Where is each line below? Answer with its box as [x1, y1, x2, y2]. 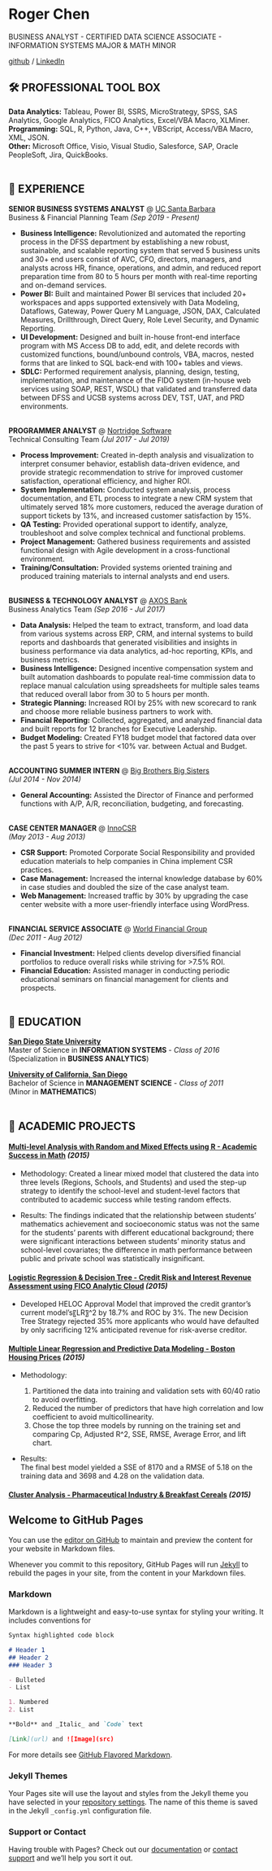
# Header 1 [8, 1645, 45, 1654]
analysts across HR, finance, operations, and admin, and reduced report [19, 262, 261, 273]
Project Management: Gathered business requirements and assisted [19, 537, 251, 546]
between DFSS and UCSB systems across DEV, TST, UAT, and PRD [19, 392, 245, 402]
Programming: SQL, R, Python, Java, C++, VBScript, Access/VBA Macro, [8, 124, 253, 134]
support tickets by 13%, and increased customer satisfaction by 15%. [19, 510, 252, 520]
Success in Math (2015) [8, 1150, 90, 1160]
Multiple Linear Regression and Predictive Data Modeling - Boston [8, 1343, 235, 1353]
